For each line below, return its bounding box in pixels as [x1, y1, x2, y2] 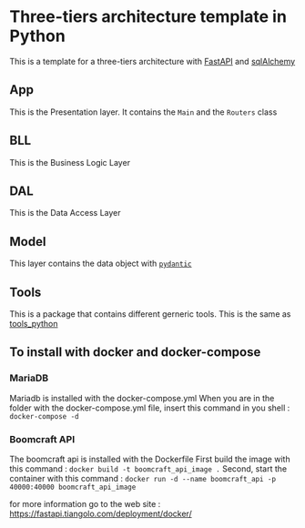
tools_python [9, 319, 58, 329]
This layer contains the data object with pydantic [9, 258, 193, 269]
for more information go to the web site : [9, 498, 161, 509]
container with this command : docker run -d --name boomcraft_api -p [9, 472, 276, 483]
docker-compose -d [9, 411, 79, 421]
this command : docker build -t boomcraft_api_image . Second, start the [9, 462, 288, 474]
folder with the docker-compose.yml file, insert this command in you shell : [9, 402, 290, 413]
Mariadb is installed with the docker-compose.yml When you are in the [9, 392, 275, 403]
